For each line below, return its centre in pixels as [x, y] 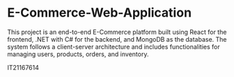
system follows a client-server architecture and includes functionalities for [114, 46]
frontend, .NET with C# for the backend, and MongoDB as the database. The [117, 39]
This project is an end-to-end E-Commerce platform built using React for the [117, 32]
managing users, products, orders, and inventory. [78, 54]
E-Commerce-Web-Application [100, 13]
